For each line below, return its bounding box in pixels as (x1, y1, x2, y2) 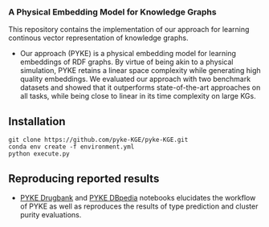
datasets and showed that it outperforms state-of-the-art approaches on (19, 83, 261, 92)
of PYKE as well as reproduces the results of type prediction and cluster (19, 201, 259, 211)
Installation (8, 115, 66, 128)
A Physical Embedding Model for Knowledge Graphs (8, 6, 217, 18)
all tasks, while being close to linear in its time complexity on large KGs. (19, 91, 256, 101)
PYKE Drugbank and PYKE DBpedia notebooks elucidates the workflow (19, 193, 256, 202)
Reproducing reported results (8, 172, 160, 185)
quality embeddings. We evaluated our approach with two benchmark (19, 75, 251, 84)
